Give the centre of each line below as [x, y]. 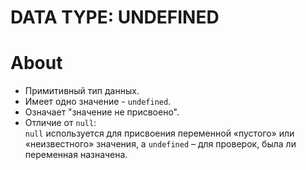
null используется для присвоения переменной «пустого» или [159, 133]
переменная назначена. [76, 155]
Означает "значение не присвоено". [102, 112]
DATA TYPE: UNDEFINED [115, 17]
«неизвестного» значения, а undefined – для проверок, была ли [160, 144]
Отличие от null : [60, 123]
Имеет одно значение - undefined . [98, 102]
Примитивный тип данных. [82, 91]
